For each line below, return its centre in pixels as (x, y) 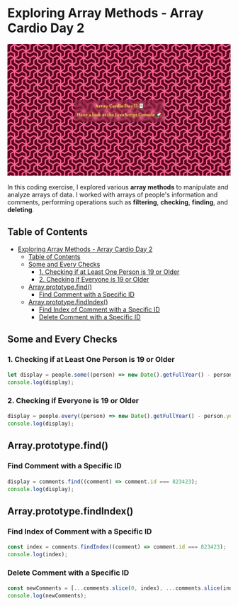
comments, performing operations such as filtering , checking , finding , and (118, 202)
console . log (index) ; (38, 555)
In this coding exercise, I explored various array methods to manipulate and (118, 187)
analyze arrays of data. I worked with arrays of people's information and (113, 194)
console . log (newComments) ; (47, 596)
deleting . (21, 209)
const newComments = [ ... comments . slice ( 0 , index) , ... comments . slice (114, 588)
